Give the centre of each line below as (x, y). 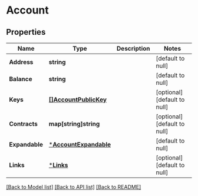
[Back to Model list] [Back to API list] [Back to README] (74, 187)
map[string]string (74, 124)
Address (21, 62)
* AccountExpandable (80, 144)
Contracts (24, 124)
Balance (21, 79)
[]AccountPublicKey (78, 99)
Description (133, 49)
